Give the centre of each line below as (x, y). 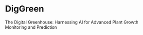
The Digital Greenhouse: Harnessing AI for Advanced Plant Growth (72, 22)
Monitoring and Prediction (31, 27)
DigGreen (25, 9)
